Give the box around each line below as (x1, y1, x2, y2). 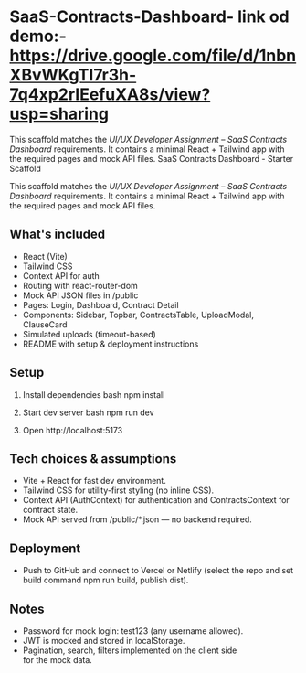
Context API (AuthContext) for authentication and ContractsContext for (22, 495, 290, 506)
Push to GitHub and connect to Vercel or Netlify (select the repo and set (22, 565, 294, 576)
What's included (9, 227, 106, 242)
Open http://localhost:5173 (22, 424, 123, 435)
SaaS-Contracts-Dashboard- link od (9, 6, 290, 27)
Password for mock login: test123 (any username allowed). (22, 625, 244, 636)
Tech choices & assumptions (9, 451, 177, 466)
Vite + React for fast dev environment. (22, 475, 166, 486)
